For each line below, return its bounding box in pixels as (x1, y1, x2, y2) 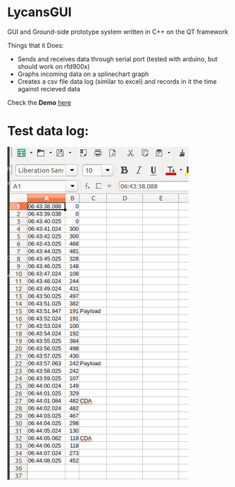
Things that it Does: (7, 41, 65, 49)
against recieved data (17, 84, 81, 93)
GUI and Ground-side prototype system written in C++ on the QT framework (7, 27, 229, 36)
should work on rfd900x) (17, 62, 90, 70)
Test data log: (7, 123, 89, 139)
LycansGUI (7, 4, 72, 20)
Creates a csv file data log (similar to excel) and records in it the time (17, 77, 217, 85)
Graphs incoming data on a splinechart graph (17, 70, 149, 78)
